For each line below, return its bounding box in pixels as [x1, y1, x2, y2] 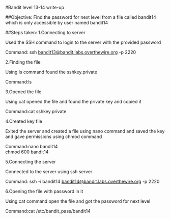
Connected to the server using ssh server [5, 169, 93, 175]
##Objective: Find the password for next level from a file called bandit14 [5, 14, 156, 20]
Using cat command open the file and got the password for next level [5, 198, 151, 204]
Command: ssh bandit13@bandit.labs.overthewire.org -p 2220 [5, 49, 136, 55]
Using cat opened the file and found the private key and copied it [5, 99, 141, 104]
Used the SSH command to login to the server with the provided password [5, 39, 161, 45]
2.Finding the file [5, 59, 41, 65]
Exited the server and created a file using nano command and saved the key [5, 128, 165, 134]
